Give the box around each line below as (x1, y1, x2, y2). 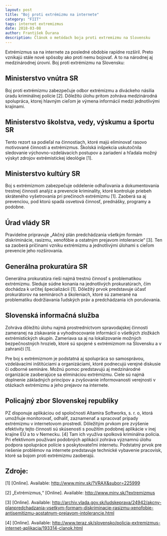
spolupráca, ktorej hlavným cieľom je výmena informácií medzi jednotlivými (5, 98, 160, 104)
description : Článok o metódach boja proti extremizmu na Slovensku (5, 36, 151, 41)
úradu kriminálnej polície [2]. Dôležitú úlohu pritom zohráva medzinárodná (5, 93, 158, 99)
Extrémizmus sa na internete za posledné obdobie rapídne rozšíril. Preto (5, 49, 154, 55)
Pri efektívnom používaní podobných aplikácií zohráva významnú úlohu (5, 436, 152, 442)
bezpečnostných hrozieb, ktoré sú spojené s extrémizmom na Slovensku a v (5, 340, 162, 346)
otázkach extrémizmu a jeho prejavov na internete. (5, 382, 110, 388)
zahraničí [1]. (5, 346, 31, 352)
